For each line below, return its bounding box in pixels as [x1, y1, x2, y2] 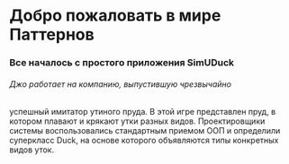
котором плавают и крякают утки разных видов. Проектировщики [9, 116, 266, 126]
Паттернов [9, 24, 95, 45]
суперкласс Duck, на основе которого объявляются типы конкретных [9, 135, 279, 146]
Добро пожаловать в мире [9, 5, 221, 26]
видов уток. [9, 144, 55, 155]
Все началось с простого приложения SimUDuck [9, 56, 235, 69]
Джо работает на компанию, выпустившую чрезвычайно [9, 78, 232, 90]
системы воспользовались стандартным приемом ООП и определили [9, 125, 281, 136]
